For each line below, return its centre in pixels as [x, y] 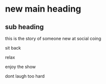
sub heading [24, 27]
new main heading [43, 9]
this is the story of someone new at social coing [53, 38]
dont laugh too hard [25, 76]
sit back [13, 48]
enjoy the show [20, 67]
